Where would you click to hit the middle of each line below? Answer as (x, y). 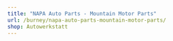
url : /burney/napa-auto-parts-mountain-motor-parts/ (87, 20)
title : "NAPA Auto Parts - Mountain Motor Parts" (82, 14)
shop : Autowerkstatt (38, 26)
